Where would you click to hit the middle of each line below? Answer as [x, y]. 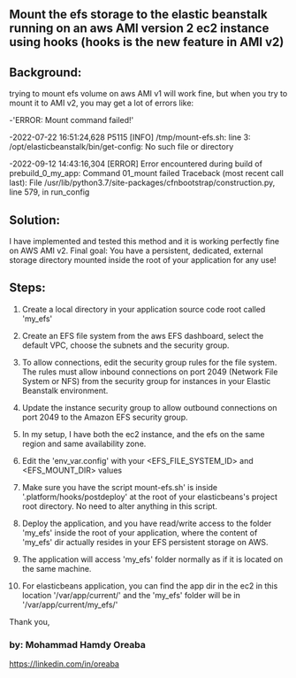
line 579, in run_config [49, 192]
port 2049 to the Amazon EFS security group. [105, 417]
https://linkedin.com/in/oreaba [64, 664]
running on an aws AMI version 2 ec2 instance [139, 29]
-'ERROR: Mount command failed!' [72, 120]
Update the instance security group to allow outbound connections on [149, 407]
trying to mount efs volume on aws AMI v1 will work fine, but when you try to [148, 94]
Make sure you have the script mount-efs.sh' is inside [120, 487]
